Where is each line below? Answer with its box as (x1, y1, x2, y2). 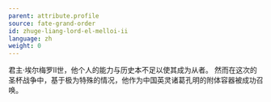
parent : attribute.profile (8, 11, 100, 20)
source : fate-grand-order (8, 19, 95, 28)
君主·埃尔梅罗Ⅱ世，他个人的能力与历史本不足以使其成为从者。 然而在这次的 (8, 66, 257, 75)
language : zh (8, 34, 53, 43)
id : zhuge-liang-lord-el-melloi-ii (8, 27, 129, 35)
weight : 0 (8, 42, 42, 50)
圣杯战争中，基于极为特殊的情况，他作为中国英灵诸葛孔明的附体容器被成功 (8, 75, 256, 85)
